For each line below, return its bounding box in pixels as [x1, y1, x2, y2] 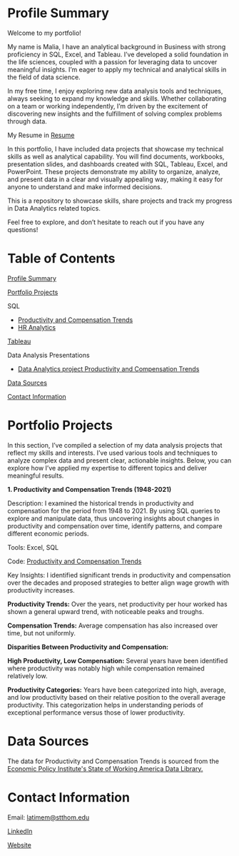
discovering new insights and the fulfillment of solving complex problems [7, 109, 223, 118]
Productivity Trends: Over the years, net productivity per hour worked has [7, 600, 228, 608]
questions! [7, 225, 39, 233]
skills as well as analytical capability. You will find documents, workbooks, [7, 152, 225, 161]
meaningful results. [7, 471, 64, 480]
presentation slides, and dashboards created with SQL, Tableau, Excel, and [7, 159, 228, 168]
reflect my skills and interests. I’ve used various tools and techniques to [7, 448, 218, 457]
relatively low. [7, 671, 48, 680]
